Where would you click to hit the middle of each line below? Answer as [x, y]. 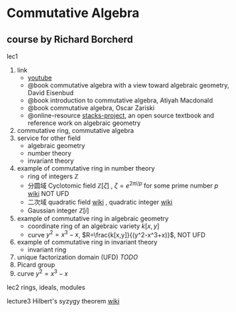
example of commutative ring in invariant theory [87, 242]
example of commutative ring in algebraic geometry [93, 218]
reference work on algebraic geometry [84, 123]
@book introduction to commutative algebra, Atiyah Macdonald [120, 100]
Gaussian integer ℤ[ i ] [58, 210]
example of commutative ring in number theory [86, 168]
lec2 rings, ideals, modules [46, 287]
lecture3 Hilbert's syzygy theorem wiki [63, 301]
